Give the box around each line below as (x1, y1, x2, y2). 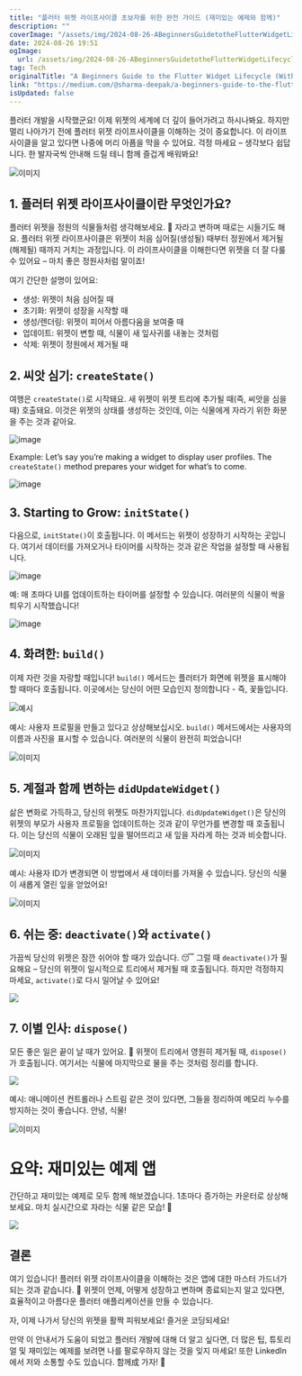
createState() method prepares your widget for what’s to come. (9, 461, 247, 472)
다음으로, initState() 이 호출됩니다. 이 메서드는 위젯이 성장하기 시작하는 (9, 529, 262, 541)
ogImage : (9, 47, 42, 56)
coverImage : (9, 30, 54, 39)
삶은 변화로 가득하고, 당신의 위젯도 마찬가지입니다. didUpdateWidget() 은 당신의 (9, 806, 287, 817)
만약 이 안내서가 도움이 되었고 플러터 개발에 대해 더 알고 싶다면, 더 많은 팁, (9, 1334, 268, 1344)
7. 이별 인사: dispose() (9, 1020, 129, 1036)
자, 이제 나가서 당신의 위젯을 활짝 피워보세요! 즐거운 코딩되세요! (9, 1315, 230, 1326)
